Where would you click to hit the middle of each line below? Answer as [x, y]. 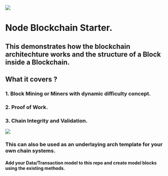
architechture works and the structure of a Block [83, 54]
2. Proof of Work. [26, 107]
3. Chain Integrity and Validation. [46, 121]
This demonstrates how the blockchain [68, 46]
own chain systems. [30, 151]
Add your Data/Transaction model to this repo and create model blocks [81, 163]
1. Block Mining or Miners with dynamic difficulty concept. [78, 93]
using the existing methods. [35, 168]
